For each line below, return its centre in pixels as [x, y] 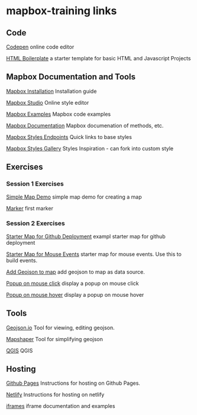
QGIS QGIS [20, 351]
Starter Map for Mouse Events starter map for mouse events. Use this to [94, 254]
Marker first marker [30, 208]
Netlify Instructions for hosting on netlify [55, 395]
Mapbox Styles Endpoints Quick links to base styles [69, 137]
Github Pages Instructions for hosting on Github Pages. [73, 383]
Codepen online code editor [40, 47]
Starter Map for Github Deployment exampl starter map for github [86, 236]
